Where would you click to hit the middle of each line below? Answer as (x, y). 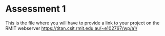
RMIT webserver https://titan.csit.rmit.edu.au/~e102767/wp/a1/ (71, 28)
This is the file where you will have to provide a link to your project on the (82, 23)
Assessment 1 (36, 9)
